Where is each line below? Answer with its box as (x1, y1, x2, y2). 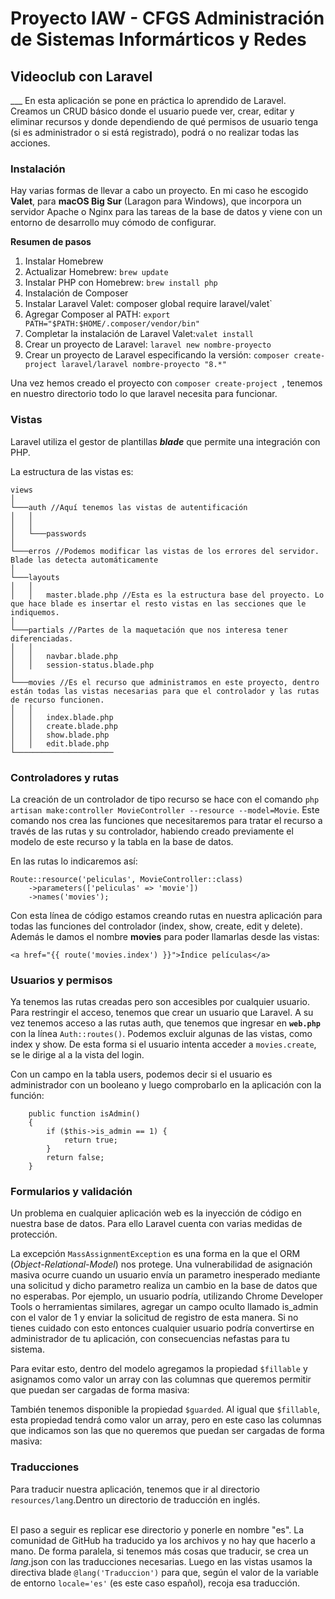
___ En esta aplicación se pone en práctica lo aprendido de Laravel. (10, 95, 287, 106)
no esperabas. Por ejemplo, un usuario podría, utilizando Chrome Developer (10, 1290, 323, 1302)
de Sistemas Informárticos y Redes (10, 28, 307, 51)
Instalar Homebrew (24, 255, 104, 267)
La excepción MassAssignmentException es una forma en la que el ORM (10, 1248, 301, 1260)
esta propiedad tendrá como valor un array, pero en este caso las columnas (10, 1414, 322, 1426)
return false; (46, 1153, 105, 1163)
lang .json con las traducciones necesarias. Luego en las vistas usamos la (10, 1555, 313, 1567)
